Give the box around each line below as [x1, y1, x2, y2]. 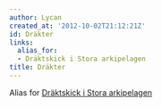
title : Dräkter [9, 63, 66, 72]
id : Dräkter [9, 29, 54, 38]
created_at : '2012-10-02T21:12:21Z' [9, 21, 146, 30]
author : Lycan [9, 12, 63, 22]
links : [9, 37, 34, 47]
